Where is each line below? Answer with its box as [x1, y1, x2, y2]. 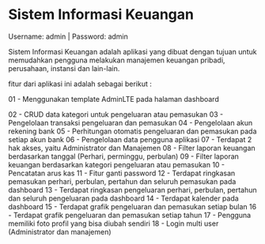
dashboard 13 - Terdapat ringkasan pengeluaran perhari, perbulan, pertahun [8, 185, 257, 194]
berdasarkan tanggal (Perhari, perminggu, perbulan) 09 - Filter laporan [8, 152, 240, 161]
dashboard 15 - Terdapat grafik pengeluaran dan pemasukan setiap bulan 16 [8, 201, 257, 211]
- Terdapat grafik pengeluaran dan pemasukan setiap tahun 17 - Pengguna [8, 210, 252, 220]
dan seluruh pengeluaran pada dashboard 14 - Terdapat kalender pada [8, 193, 239, 203]
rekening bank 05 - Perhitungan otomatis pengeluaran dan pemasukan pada [8, 126, 257, 136]
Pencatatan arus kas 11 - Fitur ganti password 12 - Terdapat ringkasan [8, 168, 236, 178]
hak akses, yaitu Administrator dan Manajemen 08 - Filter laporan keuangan [8, 143, 256, 152]
